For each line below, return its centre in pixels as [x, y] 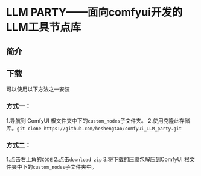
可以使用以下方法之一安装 [38, 89]
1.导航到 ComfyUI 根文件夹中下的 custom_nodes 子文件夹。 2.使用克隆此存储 [98, 120]
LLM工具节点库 [44, 27]
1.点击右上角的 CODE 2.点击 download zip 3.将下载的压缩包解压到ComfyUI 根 [98, 159]
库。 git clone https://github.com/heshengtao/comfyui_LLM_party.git [94, 128]
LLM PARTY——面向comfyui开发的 [94, 12]
